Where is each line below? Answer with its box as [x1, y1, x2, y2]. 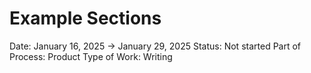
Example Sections [9, 7, 162, 30]
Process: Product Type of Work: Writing [9, 50, 173, 62]
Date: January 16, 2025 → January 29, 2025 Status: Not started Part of [9, 40, 302, 52]
